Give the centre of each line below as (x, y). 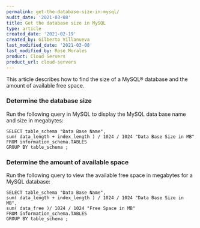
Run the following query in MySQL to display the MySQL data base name (96, 114)
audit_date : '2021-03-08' (38, 17)
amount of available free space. (45, 85)
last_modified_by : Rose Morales (47, 51)
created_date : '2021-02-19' (41, 34)
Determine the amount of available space (68, 162)
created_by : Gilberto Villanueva (48, 40)
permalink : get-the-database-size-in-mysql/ (63, 12)
